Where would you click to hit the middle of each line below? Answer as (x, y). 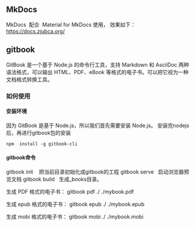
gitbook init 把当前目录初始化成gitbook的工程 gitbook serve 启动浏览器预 (98, 172)
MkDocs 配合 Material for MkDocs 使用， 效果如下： (71, 24)
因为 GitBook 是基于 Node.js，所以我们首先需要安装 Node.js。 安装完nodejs (98, 125)
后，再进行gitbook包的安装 (39, 132)
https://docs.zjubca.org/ (35, 31)
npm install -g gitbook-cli (42, 144)
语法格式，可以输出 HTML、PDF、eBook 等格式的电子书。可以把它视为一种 (97, 72)
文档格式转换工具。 (29, 79)
